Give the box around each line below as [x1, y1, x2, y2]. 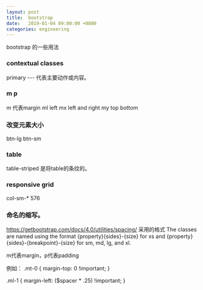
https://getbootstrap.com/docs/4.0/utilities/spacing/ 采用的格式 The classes [6, 226, 197, 233]
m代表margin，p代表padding [6, 252, 79, 259]
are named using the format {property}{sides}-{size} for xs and [6, 233, 166, 240]
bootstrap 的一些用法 [6, 43, 59, 51]
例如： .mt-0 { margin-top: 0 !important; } [6, 265, 110, 272]
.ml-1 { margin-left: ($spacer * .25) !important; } [6, 277, 126, 285]
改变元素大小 [6, 120, 45, 129]
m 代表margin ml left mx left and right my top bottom [6, 104, 138, 111]
